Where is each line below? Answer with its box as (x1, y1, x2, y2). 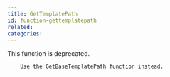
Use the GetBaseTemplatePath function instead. (20, 63, 164, 71)
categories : (7, 30, 43, 37)
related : (7, 23, 33, 30)
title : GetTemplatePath (7, 10, 78, 18)
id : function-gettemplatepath (7, 17, 97, 24)
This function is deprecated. (7, 49, 90, 58)
